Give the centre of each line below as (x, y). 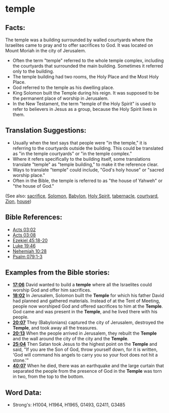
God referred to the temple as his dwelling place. (64, 87)
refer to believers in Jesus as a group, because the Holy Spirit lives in (85, 109)
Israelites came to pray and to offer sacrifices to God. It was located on (79, 45)
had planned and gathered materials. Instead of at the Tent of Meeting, (86, 301)
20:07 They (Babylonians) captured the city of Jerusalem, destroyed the (88, 322)
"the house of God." (33, 186)
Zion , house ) (18, 201)
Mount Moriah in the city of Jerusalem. (46, 51)
